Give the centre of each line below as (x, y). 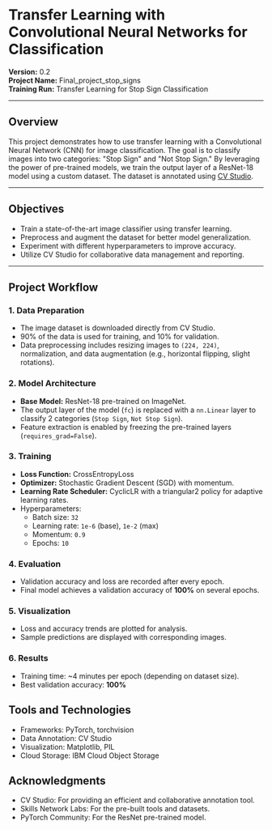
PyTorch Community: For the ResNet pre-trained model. (113, 817)
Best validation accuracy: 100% (73, 684)
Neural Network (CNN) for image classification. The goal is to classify (124, 150)
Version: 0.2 (30, 71)
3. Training (30, 457)
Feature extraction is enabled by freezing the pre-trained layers (126, 427)
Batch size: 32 (55, 517)
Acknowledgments (57, 780)
